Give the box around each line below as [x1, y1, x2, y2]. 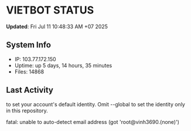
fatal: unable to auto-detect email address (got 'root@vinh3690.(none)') [6, 118, 180, 125]
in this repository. [6, 107, 48, 114]
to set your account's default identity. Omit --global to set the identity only [6, 100, 186, 108]
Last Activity [6, 85, 54, 95]
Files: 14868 [14, 68, 45, 75]
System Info [6, 40, 52, 50]
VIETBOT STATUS [6, 4, 94, 17]
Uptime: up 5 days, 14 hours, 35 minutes [14, 62, 112, 69]
